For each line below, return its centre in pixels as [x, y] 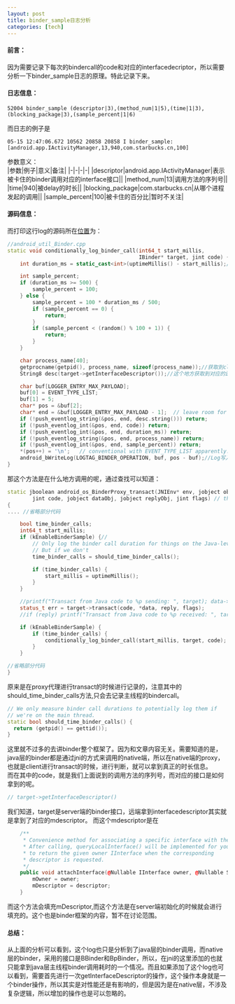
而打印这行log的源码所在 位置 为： [55, 231]
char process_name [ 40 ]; [55, 360]
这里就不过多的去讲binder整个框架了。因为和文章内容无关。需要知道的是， [115, 749]
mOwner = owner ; [56, 879]
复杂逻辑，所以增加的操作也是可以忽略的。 [69, 993]
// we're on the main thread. [51, 715]
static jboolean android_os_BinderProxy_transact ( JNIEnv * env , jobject [114, 492]
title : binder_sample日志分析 [49, 20]
